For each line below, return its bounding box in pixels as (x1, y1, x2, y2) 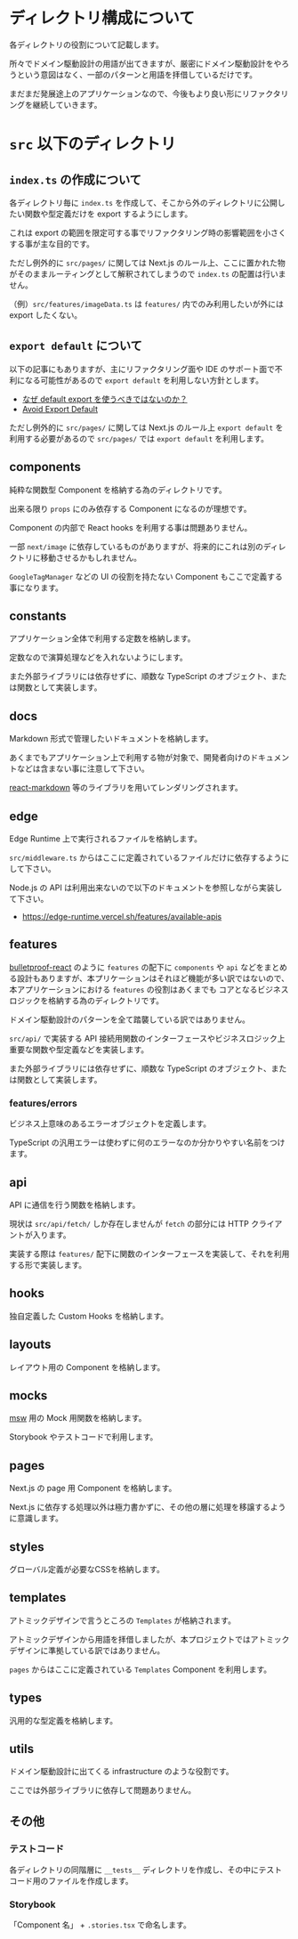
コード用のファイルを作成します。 (9, 1876, 133, 1886)
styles (9, 1539, 44, 1554)
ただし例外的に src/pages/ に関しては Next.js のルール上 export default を (9, 422, 284, 433)
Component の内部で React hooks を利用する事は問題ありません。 (9, 522, 253, 532)
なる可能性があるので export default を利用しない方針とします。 (24, 375, 264, 385)
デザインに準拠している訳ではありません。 (9, 1644, 165, 1656)
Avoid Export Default (21, 403, 98, 414)
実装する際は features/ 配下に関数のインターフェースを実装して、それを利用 (9, 1248, 290, 1259)
